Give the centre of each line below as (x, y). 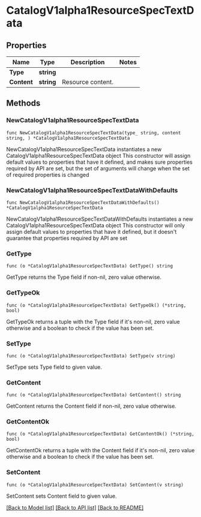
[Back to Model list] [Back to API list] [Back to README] (75, 507)
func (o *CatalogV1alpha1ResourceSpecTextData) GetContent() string (94, 395)
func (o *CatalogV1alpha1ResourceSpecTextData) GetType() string (89, 266)
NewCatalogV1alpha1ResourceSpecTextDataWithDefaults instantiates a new (100, 219)
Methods (23, 103)
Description (88, 62)
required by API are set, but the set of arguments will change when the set (98, 168)
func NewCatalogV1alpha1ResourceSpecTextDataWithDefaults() (83, 202)
